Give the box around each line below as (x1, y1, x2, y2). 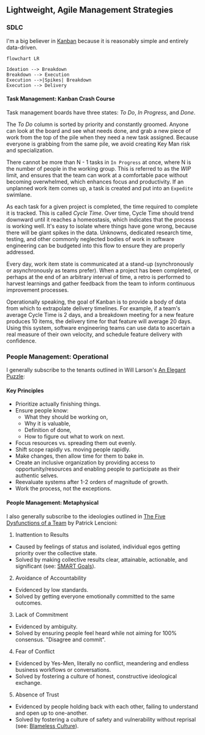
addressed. (6, 248, 35, 256)
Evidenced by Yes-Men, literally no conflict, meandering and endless (15, 659, 189, 666)
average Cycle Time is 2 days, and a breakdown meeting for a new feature (6, 311, 195, 318)
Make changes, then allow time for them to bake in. (15, 452, 145, 460)
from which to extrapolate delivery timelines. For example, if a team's (6, 304, 181, 312)
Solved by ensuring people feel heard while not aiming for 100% (15, 629, 177, 636)
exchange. (15, 679, 42, 686)
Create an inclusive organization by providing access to (15, 459, 155, 466)
